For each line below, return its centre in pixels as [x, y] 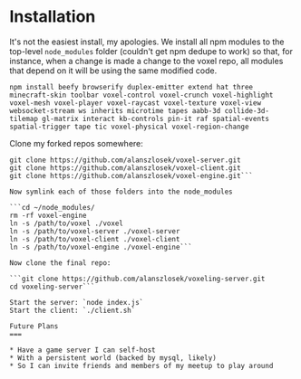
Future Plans [34, 326]
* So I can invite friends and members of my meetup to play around [141, 365]
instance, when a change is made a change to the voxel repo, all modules [146, 61]
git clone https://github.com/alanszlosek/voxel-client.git [126, 168]
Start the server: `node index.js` [77, 302]
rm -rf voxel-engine [49, 215]
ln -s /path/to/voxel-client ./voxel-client [95, 239]
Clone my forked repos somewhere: [76, 143]
